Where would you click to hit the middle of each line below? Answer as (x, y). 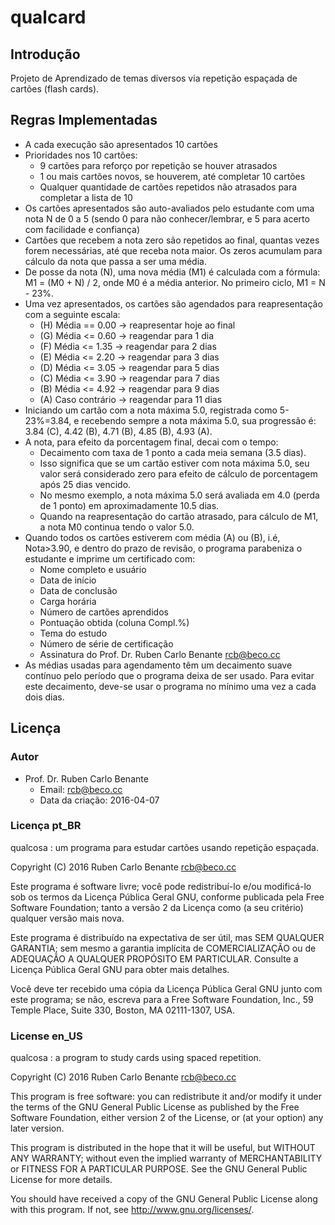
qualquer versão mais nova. (67, 918)
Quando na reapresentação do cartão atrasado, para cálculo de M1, (179, 516)
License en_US (46, 1036)
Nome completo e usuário (93, 569)
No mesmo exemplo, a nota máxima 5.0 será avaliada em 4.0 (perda (179, 495)
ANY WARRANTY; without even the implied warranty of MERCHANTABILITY (166, 1158)
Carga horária (68, 601)
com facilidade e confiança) (82, 229)
